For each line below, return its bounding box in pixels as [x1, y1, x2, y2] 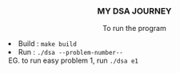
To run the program [102, 24, 166, 33]
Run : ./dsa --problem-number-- [18, 48, 124, 57]
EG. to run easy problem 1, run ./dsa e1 [8, 56, 138, 65]
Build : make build [18, 39, 78, 48]
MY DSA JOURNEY [97, 6, 172, 17]
